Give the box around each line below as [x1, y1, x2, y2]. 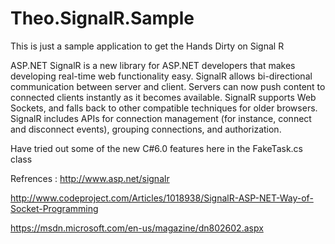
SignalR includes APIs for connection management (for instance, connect [10, 112, 312, 124]
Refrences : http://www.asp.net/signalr [10, 172, 170, 184]
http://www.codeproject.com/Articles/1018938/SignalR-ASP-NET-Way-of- [10, 192, 314, 204]
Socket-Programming [10, 202, 99, 214]
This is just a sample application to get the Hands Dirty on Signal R [10, 40, 285, 52]
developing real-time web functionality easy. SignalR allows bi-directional [10, 70, 313, 82]
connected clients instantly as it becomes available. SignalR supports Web [10, 91, 317, 103]
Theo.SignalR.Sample [10, 7, 195, 30]
